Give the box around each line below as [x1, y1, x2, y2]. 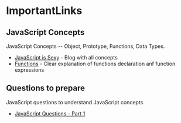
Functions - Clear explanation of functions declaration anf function [14, 60, 176, 67]
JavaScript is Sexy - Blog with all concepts [14, 54, 118, 61]
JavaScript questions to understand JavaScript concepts [6, 99, 144, 106]
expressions [14, 66, 45, 73]
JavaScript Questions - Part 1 [14, 110, 86, 117]
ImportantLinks [6, 4, 83, 17]
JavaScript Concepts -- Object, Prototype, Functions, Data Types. [6, 43, 165, 50]
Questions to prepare [6, 83, 86, 93]
